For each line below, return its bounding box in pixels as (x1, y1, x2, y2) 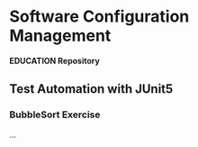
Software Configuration (9, 6, 190, 27)
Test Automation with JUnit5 (9, 81, 174, 96)
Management (9, 25, 112, 46)
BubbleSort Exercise (9, 108, 101, 121)
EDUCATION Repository (9, 55, 101, 66)
